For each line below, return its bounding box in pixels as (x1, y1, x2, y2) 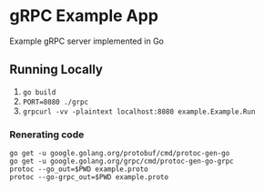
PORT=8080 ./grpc (22, 97, 89, 106)
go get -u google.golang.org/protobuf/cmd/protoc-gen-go (9, 149, 230, 158)
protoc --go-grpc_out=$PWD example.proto (9, 173, 169, 182)
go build (22, 87, 56, 96)
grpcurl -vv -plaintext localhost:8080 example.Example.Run (22, 106, 256, 116)
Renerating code (9, 128, 85, 141)
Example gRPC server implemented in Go (9, 35, 164, 46)
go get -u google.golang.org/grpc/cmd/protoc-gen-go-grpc (9, 156, 234, 166)
